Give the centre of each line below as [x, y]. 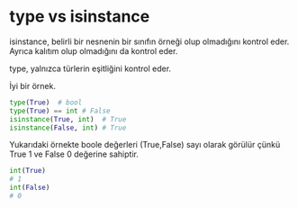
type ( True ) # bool [46, 102]
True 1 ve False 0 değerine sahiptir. [74, 154]
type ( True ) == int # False [60, 111]
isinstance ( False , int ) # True [68, 128]
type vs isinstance [80, 17]
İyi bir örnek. [33, 86]
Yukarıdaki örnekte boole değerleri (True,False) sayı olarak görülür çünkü [145, 145]
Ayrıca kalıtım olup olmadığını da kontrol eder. [94, 50]
